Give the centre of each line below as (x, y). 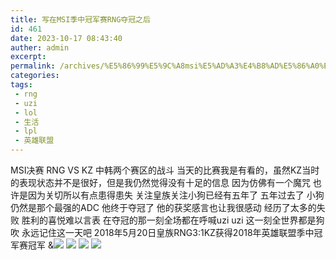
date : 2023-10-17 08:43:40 (66, 38)
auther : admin (40, 47)
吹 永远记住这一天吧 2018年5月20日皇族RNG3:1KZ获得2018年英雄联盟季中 (162, 232)
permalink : (33, 66)
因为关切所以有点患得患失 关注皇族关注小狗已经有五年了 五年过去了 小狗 (176, 195)
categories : (35, 76)
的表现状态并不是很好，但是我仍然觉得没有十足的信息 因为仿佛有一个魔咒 (160, 182)
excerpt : (28, 57)
